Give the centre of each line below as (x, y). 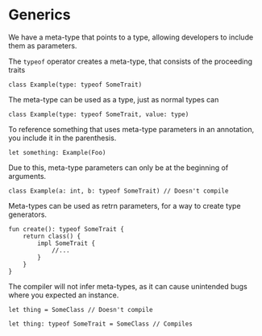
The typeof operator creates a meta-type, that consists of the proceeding (130, 61)
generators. (27, 214)
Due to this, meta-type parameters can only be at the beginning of (119, 168)
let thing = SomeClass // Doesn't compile (81, 309)
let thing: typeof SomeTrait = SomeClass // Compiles (101, 324)
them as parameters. (43, 45)
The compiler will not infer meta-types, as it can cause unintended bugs (128, 286)
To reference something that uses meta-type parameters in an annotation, (131, 129)
